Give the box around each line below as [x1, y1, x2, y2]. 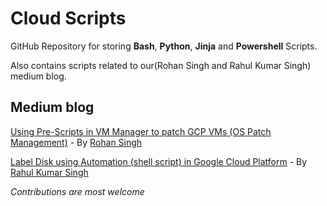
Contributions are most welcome [10, 185, 145, 197]
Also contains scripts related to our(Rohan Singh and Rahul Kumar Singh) [10, 59, 312, 71]
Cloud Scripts [10, 7, 127, 30]
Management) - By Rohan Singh [10, 136, 143, 148]
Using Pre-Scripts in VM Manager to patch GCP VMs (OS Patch [10, 125, 272, 137]
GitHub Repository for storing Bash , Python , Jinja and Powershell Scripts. [10, 40, 318, 52]
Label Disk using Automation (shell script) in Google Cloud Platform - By [10, 155, 308, 167]
